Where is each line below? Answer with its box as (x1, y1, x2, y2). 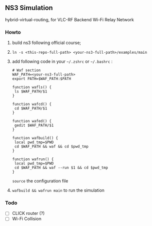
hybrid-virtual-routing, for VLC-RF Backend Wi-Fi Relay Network (5, 16, 135, 22)
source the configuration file (12, 178, 68, 184)
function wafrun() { (12, 157, 54, 162)
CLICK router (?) (12, 211, 45, 216)
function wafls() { (12, 85, 52, 90)
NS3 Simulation (5, 4, 53, 12)
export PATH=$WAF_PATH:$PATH (12, 76, 71, 81)
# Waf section (12, 68, 41, 73)
